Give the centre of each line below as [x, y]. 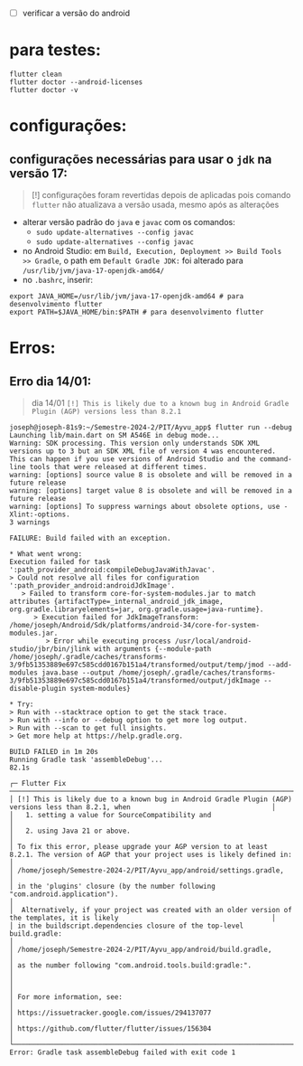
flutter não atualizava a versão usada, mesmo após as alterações [155, 204]
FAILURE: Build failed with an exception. [90, 538]
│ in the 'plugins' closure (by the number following [113, 886]
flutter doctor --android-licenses [76, 82]
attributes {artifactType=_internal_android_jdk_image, [116, 601]
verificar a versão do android [76, 13]
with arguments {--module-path [153, 649]
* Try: [22, 704]
